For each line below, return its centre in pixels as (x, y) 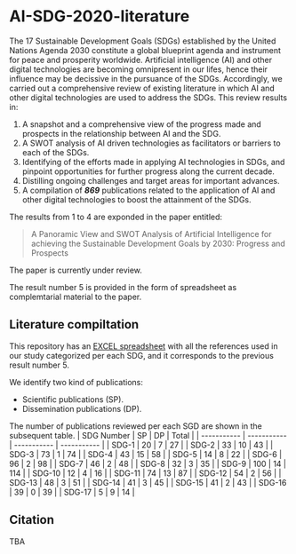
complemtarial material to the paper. (76, 297)
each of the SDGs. (56, 152)
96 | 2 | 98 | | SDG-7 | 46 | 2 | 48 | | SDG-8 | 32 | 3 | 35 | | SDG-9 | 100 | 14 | (148, 463)
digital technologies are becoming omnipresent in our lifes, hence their (139, 69)
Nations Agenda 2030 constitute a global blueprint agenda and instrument (145, 50)
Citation (32, 520)
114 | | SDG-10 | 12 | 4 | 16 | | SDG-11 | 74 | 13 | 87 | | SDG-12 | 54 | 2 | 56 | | (145, 473)
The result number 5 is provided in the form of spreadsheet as (123, 287)
